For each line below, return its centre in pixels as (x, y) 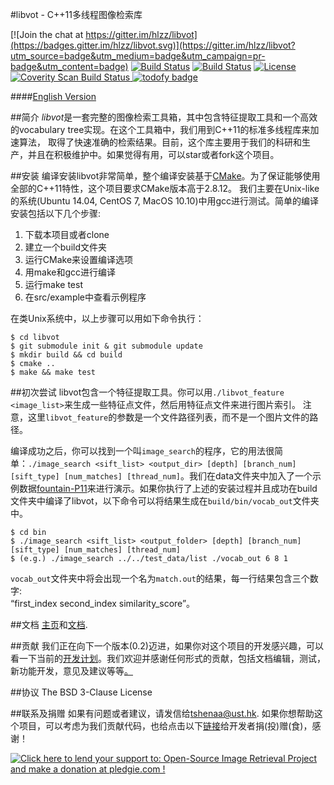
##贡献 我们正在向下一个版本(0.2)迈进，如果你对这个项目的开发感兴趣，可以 (167, 646)
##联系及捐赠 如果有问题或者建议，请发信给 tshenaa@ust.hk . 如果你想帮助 (162, 713)
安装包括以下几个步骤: (56, 213)
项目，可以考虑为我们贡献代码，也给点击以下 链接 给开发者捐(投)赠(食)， (165, 726)
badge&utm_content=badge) (69, 66)
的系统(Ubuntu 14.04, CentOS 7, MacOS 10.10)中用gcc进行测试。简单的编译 (165, 201)
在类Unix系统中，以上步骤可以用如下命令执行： (107, 318)
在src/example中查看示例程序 (85, 297)
